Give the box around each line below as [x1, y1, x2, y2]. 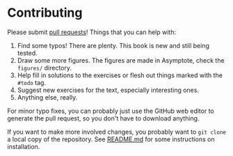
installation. [7, 142, 40, 150]
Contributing [7, 5, 83, 21]
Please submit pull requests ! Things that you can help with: [7, 28, 177, 36]
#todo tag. [17, 78, 47, 86]
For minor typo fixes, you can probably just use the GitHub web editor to [7, 107, 214, 115]
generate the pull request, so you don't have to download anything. [7, 114, 200, 123]
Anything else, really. [17, 93, 78, 102]
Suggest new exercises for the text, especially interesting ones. [17, 86, 200, 94]
